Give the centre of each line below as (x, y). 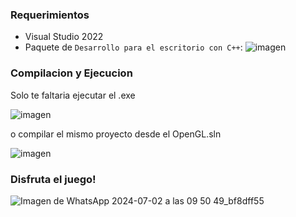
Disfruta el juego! (53, 179)
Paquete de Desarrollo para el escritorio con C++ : (133, 47)
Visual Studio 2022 (64, 37)
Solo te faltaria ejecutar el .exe (73, 95)
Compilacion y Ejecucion (71, 73)
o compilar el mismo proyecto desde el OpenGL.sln (116, 134)
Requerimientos (50, 15)
